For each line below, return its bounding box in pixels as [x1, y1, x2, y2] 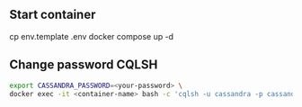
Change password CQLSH [9, 58, 158, 73]
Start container [9, 7, 96, 22]
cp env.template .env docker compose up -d [9, 31, 173, 41]
